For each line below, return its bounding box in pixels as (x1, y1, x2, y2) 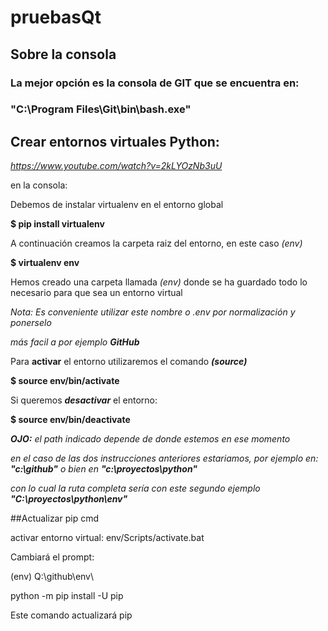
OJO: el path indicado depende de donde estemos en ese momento (10, 433, 291, 445)
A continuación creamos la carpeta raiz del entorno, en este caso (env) (10, 237, 303, 250)
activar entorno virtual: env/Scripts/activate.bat (10, 532, 205, 544)
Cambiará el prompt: (10, 551, 95, 563)
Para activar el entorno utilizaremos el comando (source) (10, 356, 248, 368)
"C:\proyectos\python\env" (10, 493, 128, 505)
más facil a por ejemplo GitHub (10, 336, 140, 348)
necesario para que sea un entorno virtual (10, 287, 183, 299)
